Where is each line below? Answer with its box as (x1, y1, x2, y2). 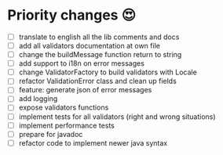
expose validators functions (18, 103, 109, 112)
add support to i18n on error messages (18, 59, 144, 68)
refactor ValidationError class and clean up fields (18, 77, 177, 86)
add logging (18, 94, 58, 103)
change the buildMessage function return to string (18, 50, 182, 59)
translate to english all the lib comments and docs (18, 32, 180, 41)
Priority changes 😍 (7, 6, 137, 24)
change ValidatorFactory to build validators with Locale (18, 67, 197, 77)
